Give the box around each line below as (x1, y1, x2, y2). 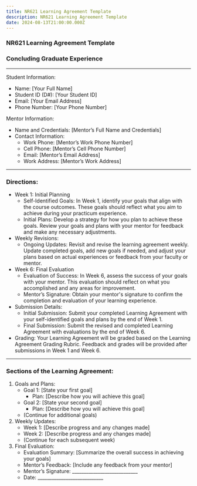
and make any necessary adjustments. (23, 228, 117, 235)
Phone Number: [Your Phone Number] (14, 103, 107, 110)
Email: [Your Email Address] (14, 97, 82, 104)
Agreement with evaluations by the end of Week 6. (23, 328, 145, 335)
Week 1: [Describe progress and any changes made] (23, 424, 150, 431)
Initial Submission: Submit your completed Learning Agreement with (23, 309, 188, 316)
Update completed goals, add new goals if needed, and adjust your (23, 247, 186, 254)
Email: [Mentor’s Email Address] (23, 151, 101, 158)
